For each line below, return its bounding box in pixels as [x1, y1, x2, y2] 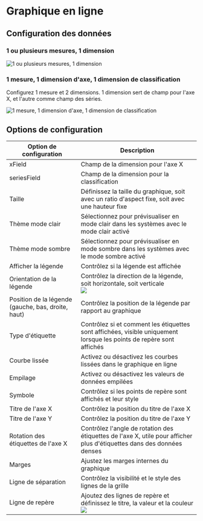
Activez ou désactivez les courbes [80, 352, 178, 360]
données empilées [80, 377, 133, 386]
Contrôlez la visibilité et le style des [80, 474, 181, 482]
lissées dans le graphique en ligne [80, 360, 178, 368]
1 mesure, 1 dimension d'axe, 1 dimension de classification [6, 75, 181, 83]
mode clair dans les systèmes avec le [80, 219, 187, 228]
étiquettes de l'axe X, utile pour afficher [80, 432, 193, 440]
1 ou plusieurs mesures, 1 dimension [6, 46, 115, 55]
